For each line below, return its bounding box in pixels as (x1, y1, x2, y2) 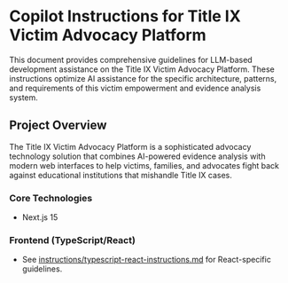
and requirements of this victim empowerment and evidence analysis (9, 83, 261, 93)
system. (9, 91, 38, 103)
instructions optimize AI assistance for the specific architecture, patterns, (9, 73, 277, 83)
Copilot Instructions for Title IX (9, 6, 241, 27)
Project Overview (9, 118, 107, 133)
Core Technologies (9, 192, 93, 204)
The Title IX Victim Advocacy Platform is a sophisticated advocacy (9, 141, 252, 152)
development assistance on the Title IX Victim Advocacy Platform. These (9, 64, 275, 75)
